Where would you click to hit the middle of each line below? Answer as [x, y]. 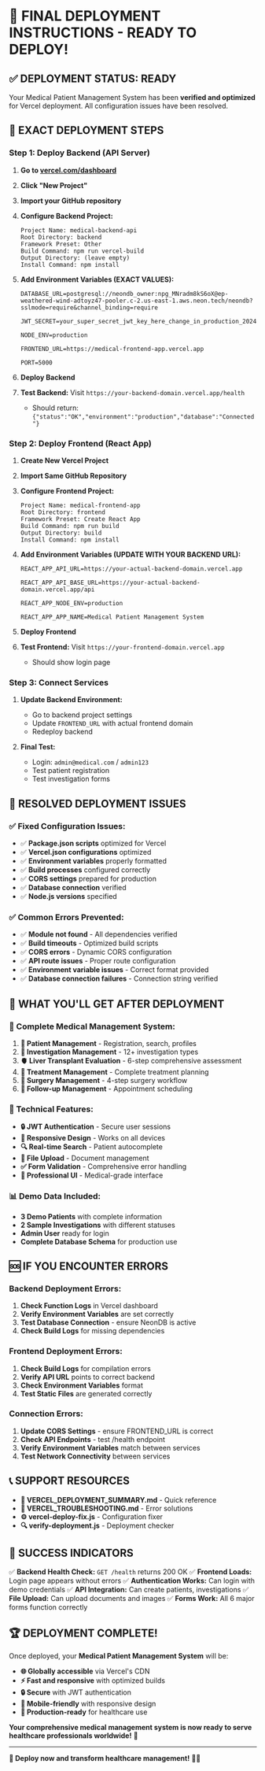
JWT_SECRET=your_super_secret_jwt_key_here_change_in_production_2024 [138, 321]
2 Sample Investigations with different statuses [98, 1225]
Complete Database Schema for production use [99, 1241]
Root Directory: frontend [63, 512]
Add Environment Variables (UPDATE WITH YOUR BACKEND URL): [131, 554]
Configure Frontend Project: [67, 490]
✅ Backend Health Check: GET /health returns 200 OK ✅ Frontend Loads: [131, 1572]
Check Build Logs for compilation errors [86, 1368]
